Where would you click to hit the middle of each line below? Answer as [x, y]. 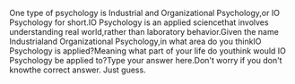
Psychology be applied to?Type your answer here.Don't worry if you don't [146, 60]
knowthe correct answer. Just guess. [78, 70]
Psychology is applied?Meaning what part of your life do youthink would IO [148, 51]
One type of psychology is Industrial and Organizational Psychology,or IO [145, 13]
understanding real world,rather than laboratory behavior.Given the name [144, 32]
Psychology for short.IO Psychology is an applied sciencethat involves [139, 22]
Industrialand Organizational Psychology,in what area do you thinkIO [135, 41]
